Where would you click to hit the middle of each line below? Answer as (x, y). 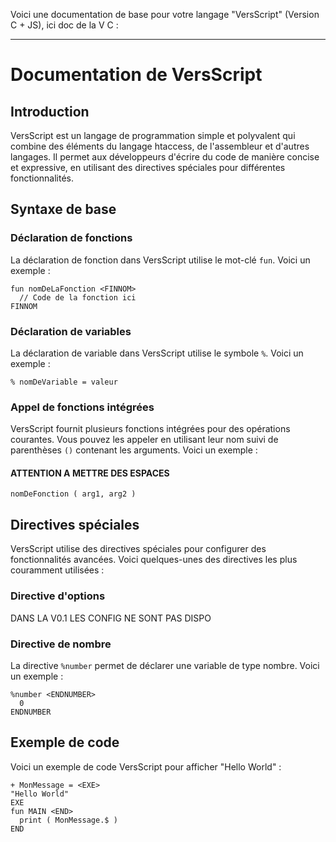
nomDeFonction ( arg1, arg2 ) (73, 494)
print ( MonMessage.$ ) (68, 820)
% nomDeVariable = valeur (64, 382)
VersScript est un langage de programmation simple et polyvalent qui (153, 135)
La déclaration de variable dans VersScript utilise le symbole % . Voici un (157, 353)
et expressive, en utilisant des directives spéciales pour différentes (148, 167)
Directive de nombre (61, 644)
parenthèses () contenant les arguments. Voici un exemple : (134, 450)
